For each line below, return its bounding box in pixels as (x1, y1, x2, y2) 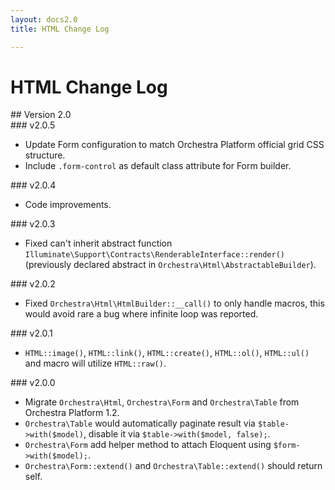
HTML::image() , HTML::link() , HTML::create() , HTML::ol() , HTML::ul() (24, 347, 310, 359)
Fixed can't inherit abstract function (24, 237, 173, 250)
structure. (24, 149, 66, 161)
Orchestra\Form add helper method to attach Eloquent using (24, 439, 272, 451)
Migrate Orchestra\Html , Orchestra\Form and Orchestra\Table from (24, 396, 300, 408)
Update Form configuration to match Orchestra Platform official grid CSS (24, 139, 325, 151)
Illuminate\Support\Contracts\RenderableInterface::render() (24, 250, 286, 260)
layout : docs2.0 (10, 14, 78, 25)
